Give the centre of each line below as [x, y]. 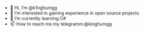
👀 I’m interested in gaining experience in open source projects [75, 13]
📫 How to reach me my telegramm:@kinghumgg [61, 24]
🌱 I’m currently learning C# [38, 18]
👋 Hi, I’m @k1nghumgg [33, 8]
